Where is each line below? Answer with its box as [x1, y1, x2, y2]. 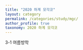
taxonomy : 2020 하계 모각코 [5, 25, 58, 30]
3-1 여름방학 [5, 40, 29, 46]
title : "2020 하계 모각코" [5, 7, 56, 12]
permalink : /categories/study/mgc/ [5, 16, 79, 21]
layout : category [5, 12, 41, 17]
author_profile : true [5, 21, 50, 26]
